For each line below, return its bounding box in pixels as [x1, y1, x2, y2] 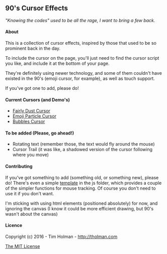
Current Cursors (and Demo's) [5, 96, 70, 102]
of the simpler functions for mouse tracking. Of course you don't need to [5, 185, 156, 191]
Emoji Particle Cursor [12, 113, 57, 119]
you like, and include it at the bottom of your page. [5, 60, 110, 67]
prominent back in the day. [5, 45, 61, 52]
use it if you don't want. [5, 190, 54, 196]
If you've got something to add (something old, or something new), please [5, 174, 159, 180]
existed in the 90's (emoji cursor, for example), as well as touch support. [5, 75, 155, 82]
